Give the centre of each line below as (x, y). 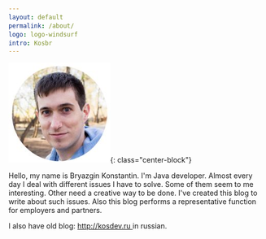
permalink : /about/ (41, 26)
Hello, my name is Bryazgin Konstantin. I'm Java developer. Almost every (131, 176)
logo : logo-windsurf (44, 34)
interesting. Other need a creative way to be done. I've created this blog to (133, 193)
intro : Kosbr (31, 43)
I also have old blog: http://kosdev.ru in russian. (88, 226)
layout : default (36, 17)
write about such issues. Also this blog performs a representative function (133, 202)
